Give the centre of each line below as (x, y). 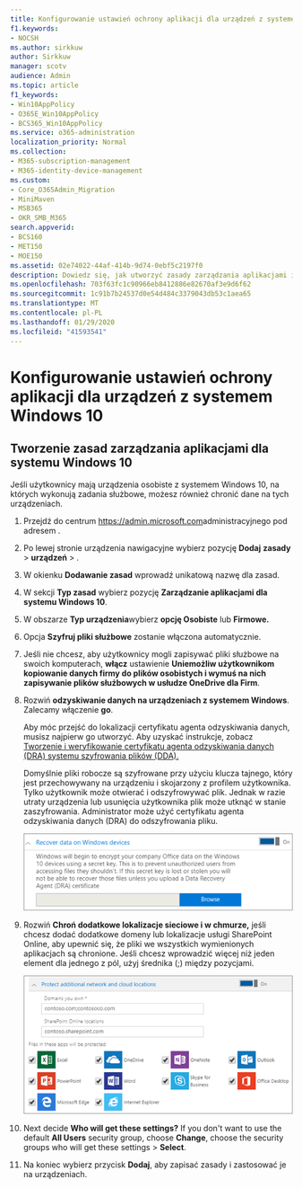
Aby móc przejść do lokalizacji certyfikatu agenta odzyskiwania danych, (156, 727)
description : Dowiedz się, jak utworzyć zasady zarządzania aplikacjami (149, 275)
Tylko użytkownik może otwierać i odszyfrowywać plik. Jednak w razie (154, 792)
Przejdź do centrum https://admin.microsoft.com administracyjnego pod (155, 520)
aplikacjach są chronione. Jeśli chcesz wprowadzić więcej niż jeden (149, 953)
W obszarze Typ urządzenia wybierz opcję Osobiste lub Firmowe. (146, 619)
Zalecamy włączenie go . (68, 709)
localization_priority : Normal (69, 142)
